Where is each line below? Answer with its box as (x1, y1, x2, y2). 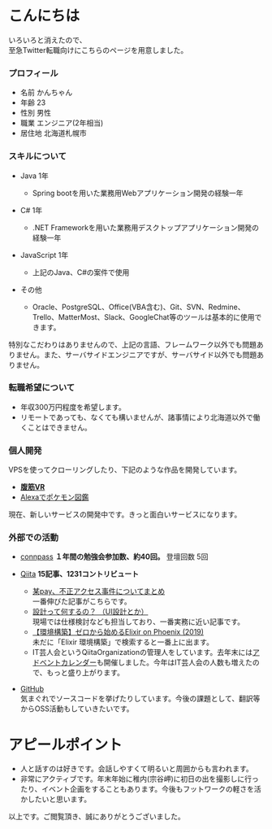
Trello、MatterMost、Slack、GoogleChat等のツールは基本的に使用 (32, 312, 255, 321)
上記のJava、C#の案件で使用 (32, 267, 130, 277)
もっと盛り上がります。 (46, 668, 124, 678)
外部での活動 (8, 532, 59, 543)
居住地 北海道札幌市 (19, 129, 87, 138)
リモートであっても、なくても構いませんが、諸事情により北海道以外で (19, 412, 253, 422)
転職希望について (8, 382, 76, 394)
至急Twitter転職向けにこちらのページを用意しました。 (8, 45, 188, 55)
